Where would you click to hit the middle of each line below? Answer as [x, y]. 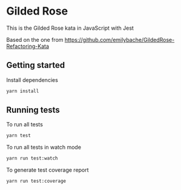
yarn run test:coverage [36, 181]
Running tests [33, 110]
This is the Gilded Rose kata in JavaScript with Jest [70, 28]
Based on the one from [35, 39]
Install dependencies [32, 80]
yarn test [19, 136]
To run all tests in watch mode [44, 148]
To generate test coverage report [48, 170]
